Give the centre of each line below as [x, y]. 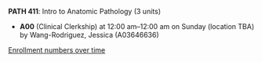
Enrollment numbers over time [57, 50]
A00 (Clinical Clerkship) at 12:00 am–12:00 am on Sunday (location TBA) [137, 26]
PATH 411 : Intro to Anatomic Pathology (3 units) [85, 11]
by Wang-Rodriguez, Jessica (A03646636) [89, 35]
